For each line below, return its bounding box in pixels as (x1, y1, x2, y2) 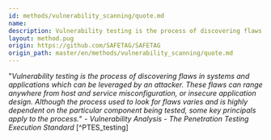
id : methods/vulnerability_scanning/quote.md (8, 11, 164, 20)
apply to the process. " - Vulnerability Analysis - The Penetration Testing (8, 114, 249, 123)
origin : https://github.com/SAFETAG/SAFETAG (8, 42, 161, 50)
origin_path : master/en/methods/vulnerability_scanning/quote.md (8, 49, 233, 57)
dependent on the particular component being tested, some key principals (8, 105, 256, 115)
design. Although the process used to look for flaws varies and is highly (8, 97, 248, 106)
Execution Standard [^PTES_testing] (8, 122, 129, 132)
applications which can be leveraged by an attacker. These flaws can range (8, 80, 263, 89)
